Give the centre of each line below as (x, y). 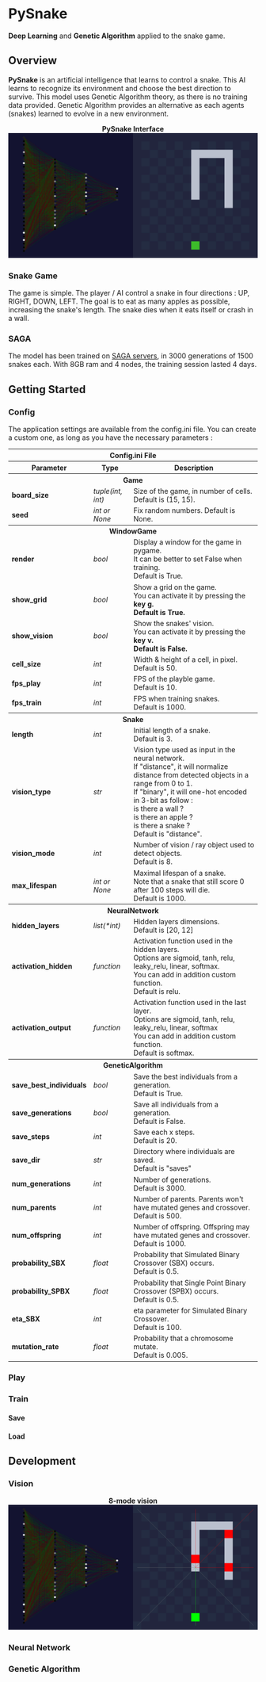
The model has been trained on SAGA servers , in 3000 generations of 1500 (131, 356)
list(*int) (107, 926)
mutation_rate (35, 1347)
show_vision (32, 636)
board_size (30, 495)
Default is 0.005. (161, 1355)
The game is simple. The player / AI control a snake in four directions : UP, (129, 293)
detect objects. (158, 854)
